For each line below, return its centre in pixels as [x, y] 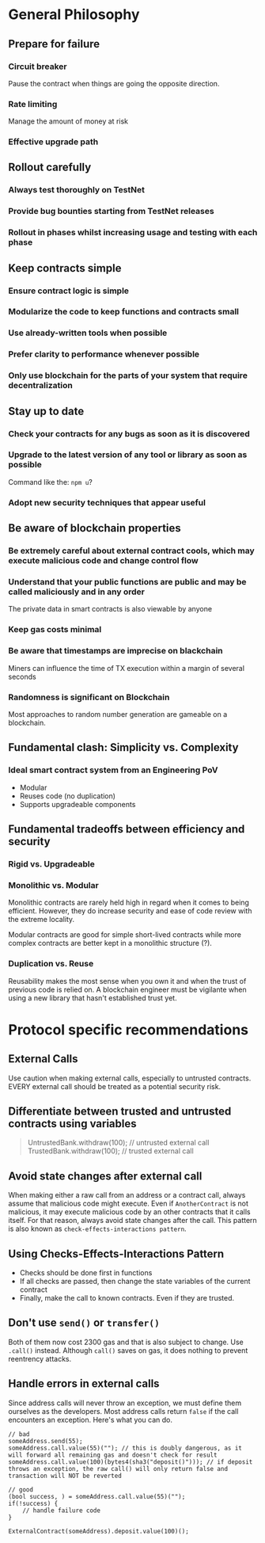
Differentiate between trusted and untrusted [120, 1111]
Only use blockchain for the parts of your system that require [128, 375]
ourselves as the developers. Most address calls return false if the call [123, 1411]
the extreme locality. [42, 920]
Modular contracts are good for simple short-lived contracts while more [125, 935]
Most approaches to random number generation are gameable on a [118, 714]
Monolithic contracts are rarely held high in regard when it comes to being [129, 903]
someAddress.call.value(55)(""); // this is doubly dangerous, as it [125, 1448]
